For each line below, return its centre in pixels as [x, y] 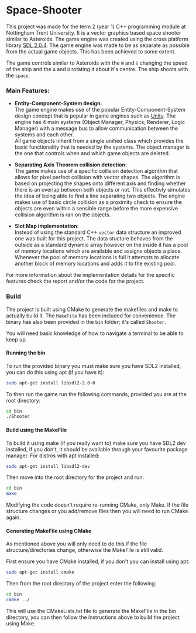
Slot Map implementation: [47, 226]
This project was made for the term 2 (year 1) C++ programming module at [96, 26]
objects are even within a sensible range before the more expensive [96, 209]
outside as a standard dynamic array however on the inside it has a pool [101, 245]
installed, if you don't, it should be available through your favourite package [97, 449]
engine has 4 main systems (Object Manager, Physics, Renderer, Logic [100, 122]
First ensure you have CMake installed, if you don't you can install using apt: [98, 561]
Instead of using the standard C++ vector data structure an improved [98, 232]
